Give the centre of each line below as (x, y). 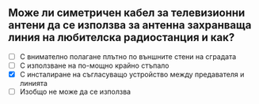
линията (33, 83)
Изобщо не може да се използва (75, 91)
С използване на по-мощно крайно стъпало (94, 65)
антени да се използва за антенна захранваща (130, 26)
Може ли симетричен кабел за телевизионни (127, 13)
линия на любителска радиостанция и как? (122, 37)
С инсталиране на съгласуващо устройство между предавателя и (132, 74)
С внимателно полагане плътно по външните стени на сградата (128, 56)
